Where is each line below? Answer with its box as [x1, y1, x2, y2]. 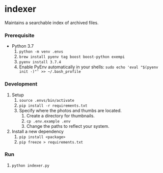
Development [4, 81, 38, 87]
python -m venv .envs [19, 49, 63, 55]
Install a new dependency [11, 128, 64, 134]
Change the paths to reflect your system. [26, 123, 109, 129]
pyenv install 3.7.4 [19, 60, 61, 65]
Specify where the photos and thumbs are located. [19, 107, 122, 114]
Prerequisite [4, 32, 35, 39]
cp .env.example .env [26, 119, 71, 124]
